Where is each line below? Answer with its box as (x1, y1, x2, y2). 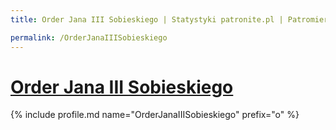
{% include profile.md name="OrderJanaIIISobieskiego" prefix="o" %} (10, 109, 300, 121)
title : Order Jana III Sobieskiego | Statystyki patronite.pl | (10, 14, 284, 25)
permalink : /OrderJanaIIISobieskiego (10, 32, 168, 43)
